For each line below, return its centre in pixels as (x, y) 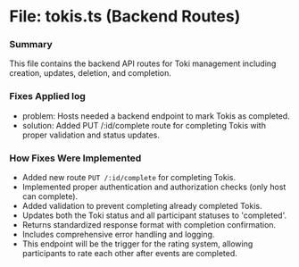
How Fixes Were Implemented (75, 158)
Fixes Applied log (48, 96)
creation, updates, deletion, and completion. (91, 73)
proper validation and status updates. (91, 135)
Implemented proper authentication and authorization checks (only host (154, 187)
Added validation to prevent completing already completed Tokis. (142, 206)
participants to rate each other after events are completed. (130, 254)
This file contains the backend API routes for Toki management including (143, 63)
